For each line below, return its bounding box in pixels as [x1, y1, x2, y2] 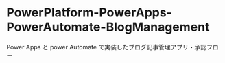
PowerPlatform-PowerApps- [6, 5, 173, 21]
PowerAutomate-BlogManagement [6, 19, 210, 35]
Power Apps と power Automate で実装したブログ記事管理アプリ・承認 [6, 42, 207, 51]
